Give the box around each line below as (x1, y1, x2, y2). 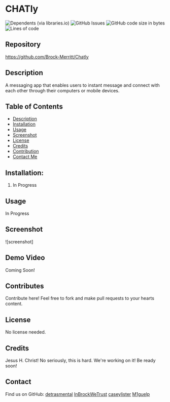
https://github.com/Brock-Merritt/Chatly (5, 54, 89, 60)
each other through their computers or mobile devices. (5, 87, 120, 93)
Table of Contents (5, 102, 63, 111)
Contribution (12, 148, 39, 155)
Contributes (5, 282, 44, 291)
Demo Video (5, 254, 45, 262)
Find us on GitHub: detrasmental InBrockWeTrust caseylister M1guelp (5, 391, 150, 397)
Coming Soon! (5, 267, 36, 273)
